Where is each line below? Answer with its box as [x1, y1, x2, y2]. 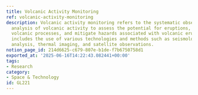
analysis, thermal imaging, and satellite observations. [11, 42, 154, 48]
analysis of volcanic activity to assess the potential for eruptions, [11, 25, 192, 31]
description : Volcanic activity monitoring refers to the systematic [6, 19, 181, 25]
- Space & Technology [6, 74, 60, 80]
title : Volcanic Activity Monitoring [6, 8, 99, 15]
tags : [6, 58, 19, 64]
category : [6, 69, 31, 75]
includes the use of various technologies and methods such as [11, 36, 170, 42]
